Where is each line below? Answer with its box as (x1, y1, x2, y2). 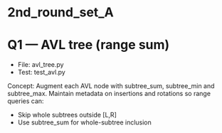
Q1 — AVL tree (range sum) (7, 37, 170, 53)
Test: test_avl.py (17, 68, 65, 77)
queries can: (7, 97, 44, 105)
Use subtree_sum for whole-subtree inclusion (17, 118, 152, 127)
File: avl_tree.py (17, 60, 64, 69)
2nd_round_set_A (7, 4, 114, 21)
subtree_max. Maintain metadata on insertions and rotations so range (7, 90, 211, 98)
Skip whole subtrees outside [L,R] (17, 111, 117, 119)
